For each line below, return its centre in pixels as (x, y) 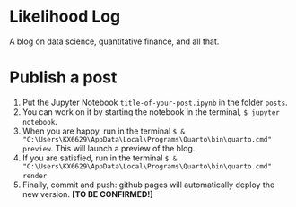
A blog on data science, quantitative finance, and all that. (114, 41)
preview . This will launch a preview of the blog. (109, 148)
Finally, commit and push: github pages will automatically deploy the (148, 185)
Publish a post (63, 78)
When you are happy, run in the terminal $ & (104, 131)
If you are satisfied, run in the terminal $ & (100, 158)
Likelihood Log (65, 17)
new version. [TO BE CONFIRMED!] (88, 194)
